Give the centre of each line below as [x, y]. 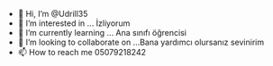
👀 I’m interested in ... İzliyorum [74, 23]
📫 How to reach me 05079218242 [82, 52]
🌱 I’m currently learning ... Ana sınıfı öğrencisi [102, 33]
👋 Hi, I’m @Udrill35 [53, 14]
